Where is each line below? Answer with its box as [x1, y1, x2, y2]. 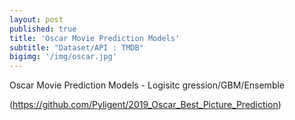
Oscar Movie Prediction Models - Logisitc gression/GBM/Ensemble [9, 79, 286, 91]
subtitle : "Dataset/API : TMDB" [9, 42, 144, 53]
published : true [9, 24, 77, 34]
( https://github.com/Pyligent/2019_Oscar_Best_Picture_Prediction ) [9, 99, 282, 111]
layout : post [9, 14, 64, 25]
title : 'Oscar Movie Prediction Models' [9, 33, 181, 43]
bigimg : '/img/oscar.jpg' [9, 52, 117, 62]
